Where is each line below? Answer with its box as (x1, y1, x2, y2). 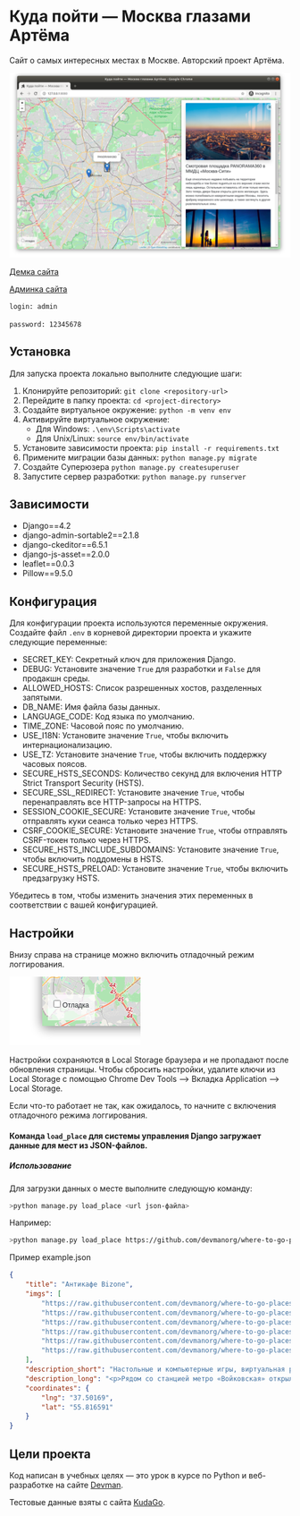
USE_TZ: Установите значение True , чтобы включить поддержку (21, 749, 268, 760)
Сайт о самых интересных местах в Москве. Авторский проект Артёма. (9, 55, 285, 65)
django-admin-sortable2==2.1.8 (21, 530, 140, 541)
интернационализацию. (21, 740, 113, 751)
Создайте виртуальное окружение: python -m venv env (21, 405, 232, 415)
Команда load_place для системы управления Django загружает (9, 1130, 262, 1141)
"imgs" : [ (25, 1290, 62, 1299)
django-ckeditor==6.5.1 (21, 540, 108, 550)
